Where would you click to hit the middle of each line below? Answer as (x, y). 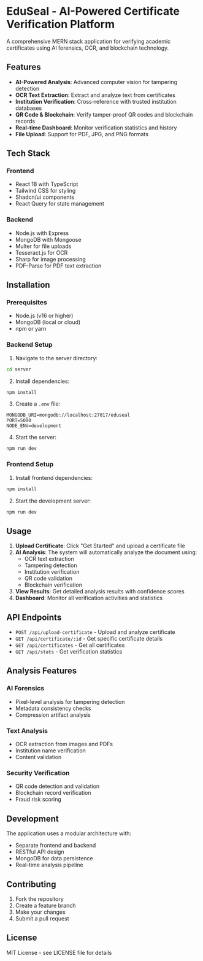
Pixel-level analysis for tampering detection (70, 701)
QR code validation (48, 579)
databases (29, 108)
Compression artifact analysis (53, 715)
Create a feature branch (45, 905)
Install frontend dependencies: (54, 477)
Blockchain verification (53, 585)
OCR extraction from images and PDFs (64, 744)
